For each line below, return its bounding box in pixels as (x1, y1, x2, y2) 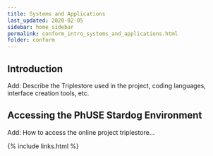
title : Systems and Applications (7, 10, 106, 18)
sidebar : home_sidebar (7, 23, 74, 30)
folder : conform (7, 37, 55, 44)
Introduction (7, 63, 63, 75)
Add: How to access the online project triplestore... (7, 128, 155, 136)
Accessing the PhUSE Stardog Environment (7, 109, 202, 121)
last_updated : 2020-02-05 (7, 17, 83, 24)
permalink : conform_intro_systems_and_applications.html (7, 30, 178, 37)
